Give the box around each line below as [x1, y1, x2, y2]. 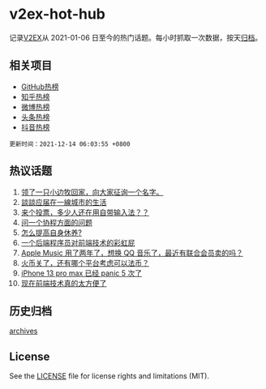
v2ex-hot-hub [9, 5, 106, 24]
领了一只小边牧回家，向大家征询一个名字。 [20, 187, 164, 197]
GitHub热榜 [20, 82, 59, 92]
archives [9, 326, 38, 336]
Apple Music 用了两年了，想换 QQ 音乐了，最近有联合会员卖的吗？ [20, 248, 244, 258]
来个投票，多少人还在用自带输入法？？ [20, 207, 149, 217]
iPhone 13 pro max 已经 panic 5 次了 [20, 268, 143, 278]
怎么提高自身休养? [20, 228, 82, 237]
